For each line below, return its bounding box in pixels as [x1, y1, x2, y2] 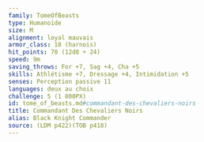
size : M [8, 26, 34, 34]
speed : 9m [8, 56, 41, 64]
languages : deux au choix [8, 84, 93, 93]
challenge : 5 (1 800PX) [8, 92, 87, 100]
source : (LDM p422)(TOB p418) [8, 121, 108, 129]
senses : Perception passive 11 [8, 77, 111, 85]
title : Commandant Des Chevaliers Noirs [8, 107, 144, 115]
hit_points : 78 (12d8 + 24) [8, 48, 101, 56]
